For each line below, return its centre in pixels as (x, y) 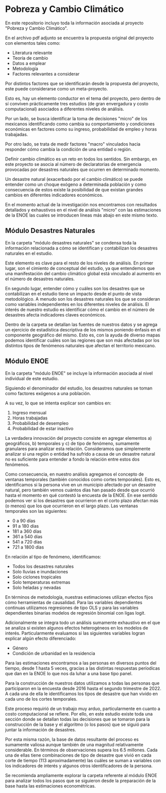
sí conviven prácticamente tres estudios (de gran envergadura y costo (77, 103)
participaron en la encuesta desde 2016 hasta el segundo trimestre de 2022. (83, 688)
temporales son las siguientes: (36, 511)
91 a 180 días (26, 526)
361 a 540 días (27, 536)
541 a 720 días (27, 542)
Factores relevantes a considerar (46, 74)
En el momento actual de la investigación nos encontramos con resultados (81, 204)
